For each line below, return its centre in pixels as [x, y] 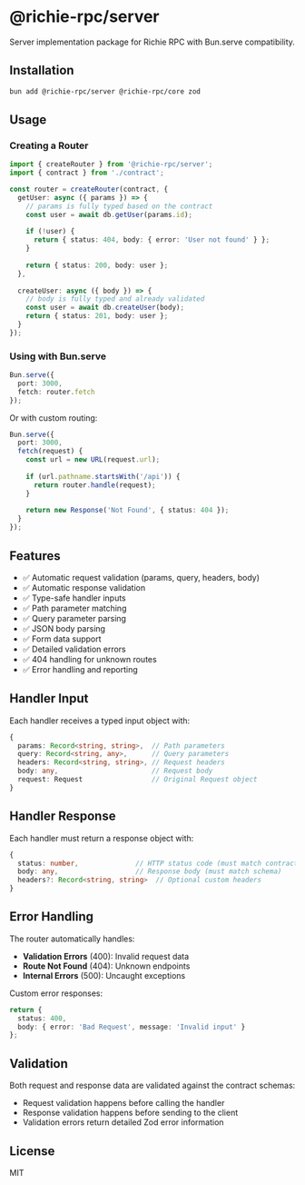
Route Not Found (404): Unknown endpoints [106, 966]
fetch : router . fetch [56, 392]
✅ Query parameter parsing [74, 618]
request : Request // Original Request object [138, 780]
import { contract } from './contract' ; [87, 173]
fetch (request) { [50, 452]
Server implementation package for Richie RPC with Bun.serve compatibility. [152, 42]
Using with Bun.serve [58, 356]
